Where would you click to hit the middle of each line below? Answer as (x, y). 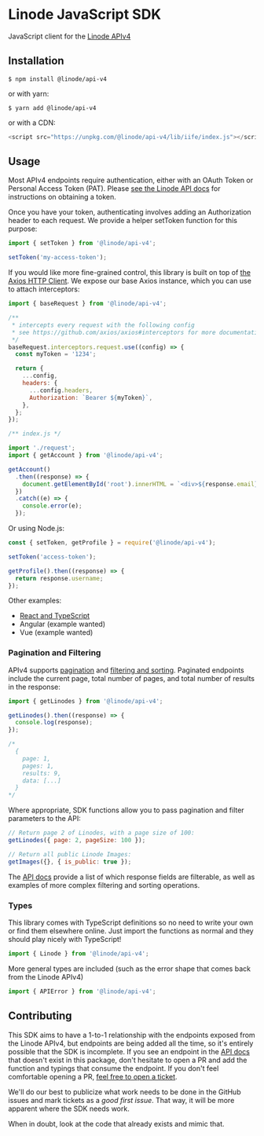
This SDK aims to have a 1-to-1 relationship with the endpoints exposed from (132, 1035)
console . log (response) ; (54, 723)
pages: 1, (38, 766)
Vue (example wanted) (56, 632)
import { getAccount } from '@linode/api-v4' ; (86, 456)
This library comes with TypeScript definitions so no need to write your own (131, 923)
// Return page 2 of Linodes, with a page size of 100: (101, 833)
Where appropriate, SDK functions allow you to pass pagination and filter (126, 810)
